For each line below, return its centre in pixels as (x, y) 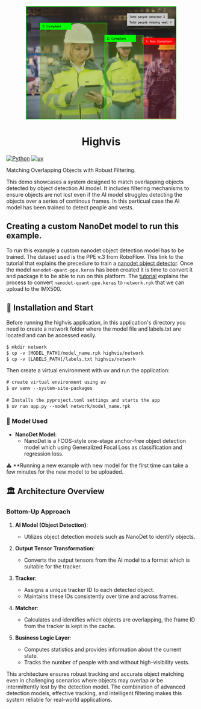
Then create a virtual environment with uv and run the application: (88, 370)
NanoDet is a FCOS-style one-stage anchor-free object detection (105, 440)
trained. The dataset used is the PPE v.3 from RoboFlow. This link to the (95, 256)
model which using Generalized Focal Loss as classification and (103, 447)
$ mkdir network (26, 347)
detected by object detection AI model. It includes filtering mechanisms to (98, 188)
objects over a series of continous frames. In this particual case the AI (93, 201)
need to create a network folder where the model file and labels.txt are (94, 329)
